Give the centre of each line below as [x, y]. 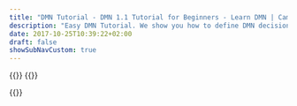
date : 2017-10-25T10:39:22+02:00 [71, 34]
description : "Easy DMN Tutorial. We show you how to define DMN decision [150, 26]
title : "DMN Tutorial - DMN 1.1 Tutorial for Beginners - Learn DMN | [142, 17]
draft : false [33, 42]
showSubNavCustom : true [53, 50]
